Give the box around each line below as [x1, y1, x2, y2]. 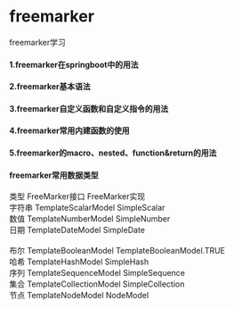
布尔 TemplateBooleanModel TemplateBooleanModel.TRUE [9, 246, 225, 256]
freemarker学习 [9, 37, 66, 47]
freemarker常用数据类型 [9, 170, 100, 180]
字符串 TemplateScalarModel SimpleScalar [9, 203, 165, 213]
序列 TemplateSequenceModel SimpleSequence [9, 268, 185, 279]
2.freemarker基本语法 [9, 81, 91, 92]
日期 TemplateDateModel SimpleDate [9, 225, 145, 236]
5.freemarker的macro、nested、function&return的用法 [9, 147, 217, 158]
